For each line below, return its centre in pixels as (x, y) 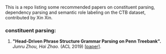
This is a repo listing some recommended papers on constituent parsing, (80, 7)
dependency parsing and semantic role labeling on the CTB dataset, (75, 12)
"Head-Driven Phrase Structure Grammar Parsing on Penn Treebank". (87, 41)
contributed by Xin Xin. (29, 18)
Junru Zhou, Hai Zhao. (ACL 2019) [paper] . (57, 47)
